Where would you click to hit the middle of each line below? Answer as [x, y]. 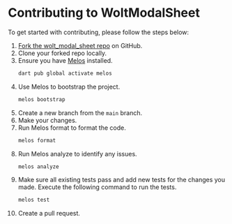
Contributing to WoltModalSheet [104, 13]
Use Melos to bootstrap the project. [69, 87]
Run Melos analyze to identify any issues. [78, 154]
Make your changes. [47, 120]
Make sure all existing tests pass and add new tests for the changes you [122, 180]
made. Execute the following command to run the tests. [97, 187]
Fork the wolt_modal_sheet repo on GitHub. [80, 45]
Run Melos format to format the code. [72, 128]
